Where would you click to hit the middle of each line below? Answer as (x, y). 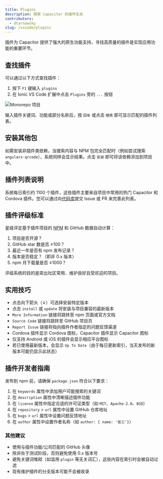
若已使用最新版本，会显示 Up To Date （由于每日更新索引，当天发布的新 (83, 345)
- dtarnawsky (23, 23)
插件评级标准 (24, 215)
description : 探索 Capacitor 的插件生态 (44, 14)
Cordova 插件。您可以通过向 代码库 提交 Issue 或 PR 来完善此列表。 (72, 199)
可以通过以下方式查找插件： (33, 78)
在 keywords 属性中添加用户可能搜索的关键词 (56, 391)
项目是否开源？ (27, 238)
